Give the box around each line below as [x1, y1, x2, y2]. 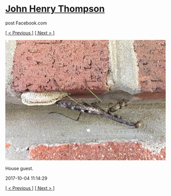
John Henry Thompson [5, 3, 105, 15]
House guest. [5, 165, 34, 171]
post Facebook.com [5, 20, 47, 26]
